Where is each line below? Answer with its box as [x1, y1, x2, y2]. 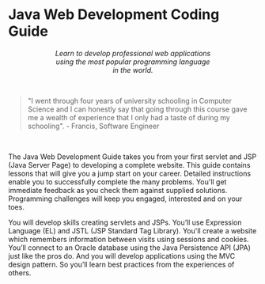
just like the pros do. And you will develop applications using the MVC [8, 251, 236, 260]
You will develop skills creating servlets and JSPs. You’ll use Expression [8, 218, 242, 227]
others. [8, 267, 32, 278]
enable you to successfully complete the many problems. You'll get [8, 176, 227, 187]
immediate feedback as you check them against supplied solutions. [8, 185, 228, 195]
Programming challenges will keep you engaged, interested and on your [8, 194, 243, 203]
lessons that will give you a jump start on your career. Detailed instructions [8, 169, 252, 178]
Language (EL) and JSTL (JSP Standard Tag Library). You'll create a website [8, 225, 257, 235]
